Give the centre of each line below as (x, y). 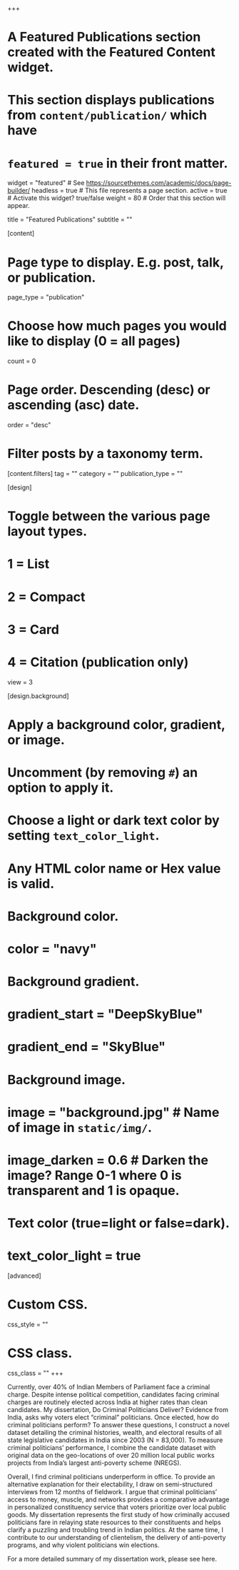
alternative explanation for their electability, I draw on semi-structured (110, 1484)
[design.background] (38, 696)
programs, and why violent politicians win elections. (83, 1545)
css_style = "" (28, 1325)
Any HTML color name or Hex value (114, 868)
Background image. (67, 1079)
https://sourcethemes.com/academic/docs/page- (159, 183)
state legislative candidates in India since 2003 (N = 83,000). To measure (115, 1440)
